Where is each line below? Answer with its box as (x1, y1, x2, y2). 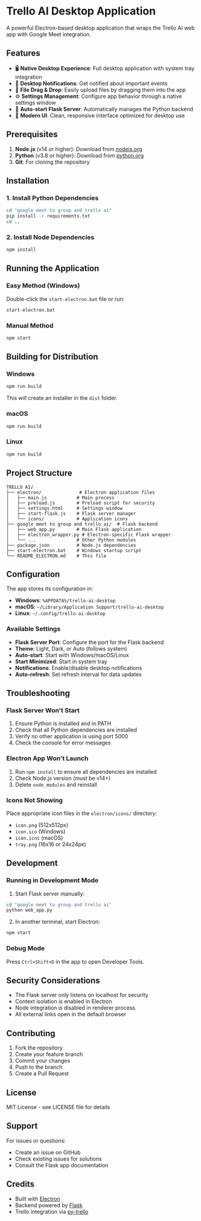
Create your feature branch (14, 1051, 83, 1058)
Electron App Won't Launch (6, 754, 89, 762)
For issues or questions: (6, 1137, 66, 1144)
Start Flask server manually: (14, 890, 85, 897)
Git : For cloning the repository (14, 158, 90, 166)
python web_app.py (6, 907, 53, 913)
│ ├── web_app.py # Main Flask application (6, 526, 142, 532)
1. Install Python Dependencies (6, 193, 99, 202)
